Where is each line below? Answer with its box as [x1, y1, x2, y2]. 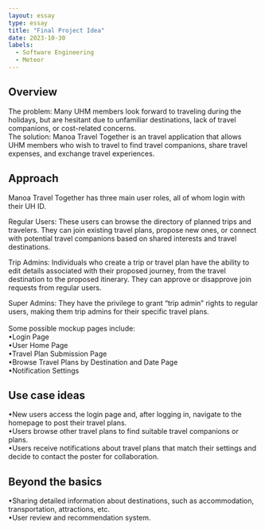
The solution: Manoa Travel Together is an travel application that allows [8, 132, 242, 141]
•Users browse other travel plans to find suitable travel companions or [8, 427, 239, 436]
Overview [8, 85, 58, 99]
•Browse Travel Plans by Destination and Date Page [8, 357, 178, 366]
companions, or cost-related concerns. [8, 123, 137, 133]
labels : [8, 41, 34, 49]
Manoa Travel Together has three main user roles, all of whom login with [8, 192, 245, 203]
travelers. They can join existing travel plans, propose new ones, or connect [8, 225, 257, 234]
